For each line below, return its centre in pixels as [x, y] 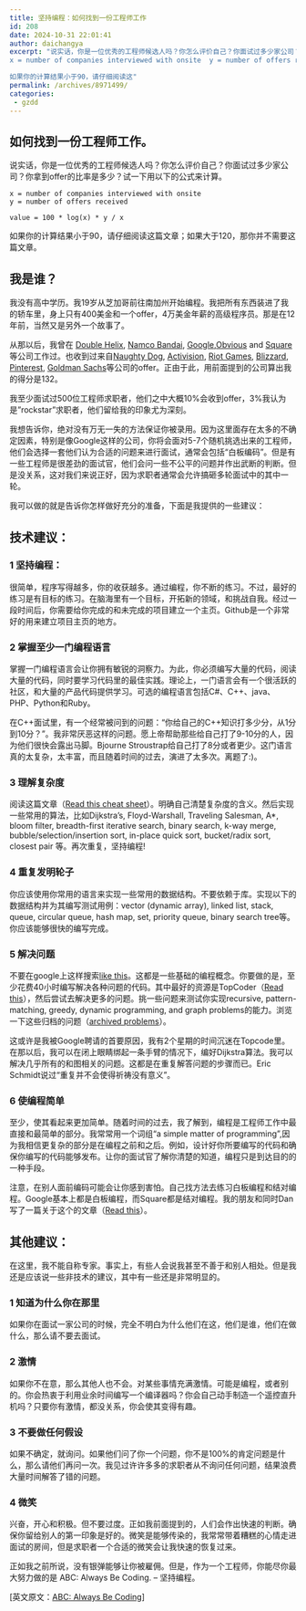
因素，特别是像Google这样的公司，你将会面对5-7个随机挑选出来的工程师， [157, 441]
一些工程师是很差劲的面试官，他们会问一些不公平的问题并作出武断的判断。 [149, 464]
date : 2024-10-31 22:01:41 [61, 35]
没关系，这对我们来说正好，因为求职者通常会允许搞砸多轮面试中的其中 [148, 475]
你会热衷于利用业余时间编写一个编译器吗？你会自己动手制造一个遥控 [153, 1395]
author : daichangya [46, 43]
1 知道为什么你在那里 [55, 1303]
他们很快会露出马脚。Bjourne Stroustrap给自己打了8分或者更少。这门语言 [155, 746]
